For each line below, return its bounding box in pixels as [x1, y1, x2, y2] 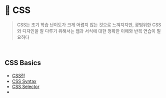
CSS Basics [4, 58, 41, 67]
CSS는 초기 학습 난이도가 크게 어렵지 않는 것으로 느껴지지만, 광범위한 [16, 21, 151, 27]
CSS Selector [11, 83, 39, 89]
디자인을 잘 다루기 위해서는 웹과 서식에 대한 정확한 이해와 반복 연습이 [22, 27, 156, 34]
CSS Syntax [11, 78, 37, 84]
